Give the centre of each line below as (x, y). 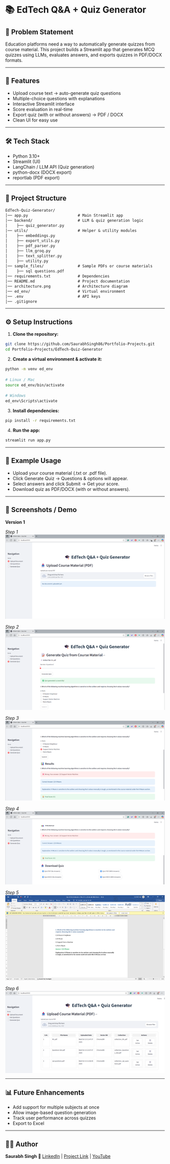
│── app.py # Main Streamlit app (64, 216)
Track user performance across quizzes (54, 1118)
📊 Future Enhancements (45, 1093)
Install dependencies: (36, 411)
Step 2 (12, 627)
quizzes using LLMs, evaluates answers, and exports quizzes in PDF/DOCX (84, 55)
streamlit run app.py (28, 440)
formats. (14, 60)
